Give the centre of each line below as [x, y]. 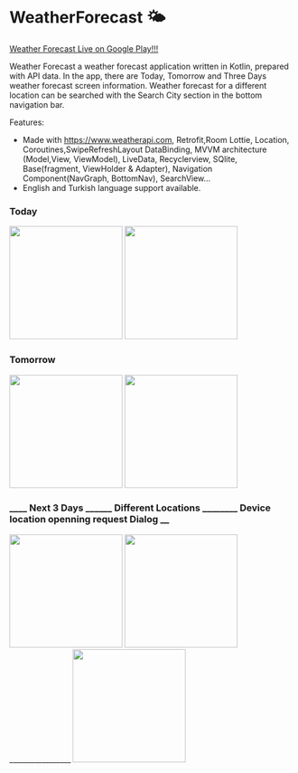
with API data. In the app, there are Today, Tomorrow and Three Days [138, 76]
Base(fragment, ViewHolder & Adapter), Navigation [117, 168]
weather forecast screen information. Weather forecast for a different [138, 85]
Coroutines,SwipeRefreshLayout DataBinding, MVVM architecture [144, 149]
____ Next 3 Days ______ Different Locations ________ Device [140, 508]
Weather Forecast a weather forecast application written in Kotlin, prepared [149, 66]
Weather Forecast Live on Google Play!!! [84, 48]
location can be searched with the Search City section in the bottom [136, 95]
